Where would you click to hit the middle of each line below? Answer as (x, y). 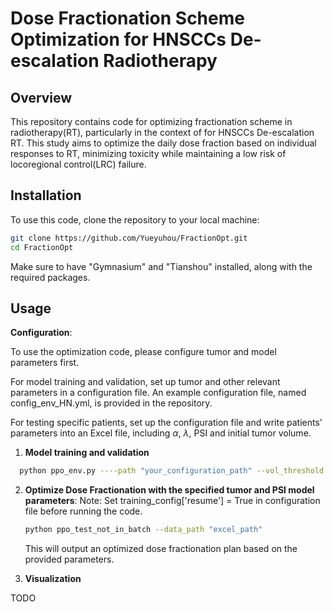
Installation (46, 195)
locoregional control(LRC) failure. (78, 164)
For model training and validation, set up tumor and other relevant (145, 382)
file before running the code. (83, 511)
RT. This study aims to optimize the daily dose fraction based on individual (163, 143)
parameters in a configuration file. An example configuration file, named (158, 393)
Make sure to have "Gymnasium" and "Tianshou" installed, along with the (161, 266)
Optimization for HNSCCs (118, 39)
